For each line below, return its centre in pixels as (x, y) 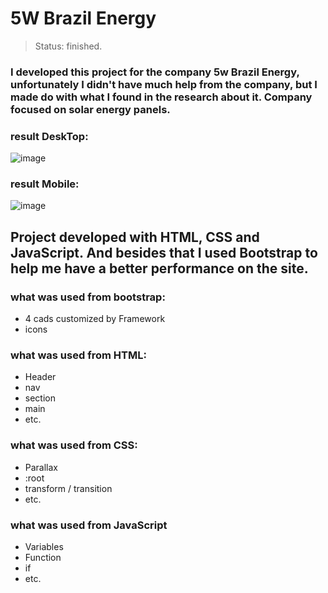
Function (43, 558)
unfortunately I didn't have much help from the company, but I (164, 84)
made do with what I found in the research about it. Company (161, 97)
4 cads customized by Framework (95, 319)
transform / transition (68, 488)
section (40, 398)
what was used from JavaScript (89, 525)
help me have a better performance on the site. (159, 268)
